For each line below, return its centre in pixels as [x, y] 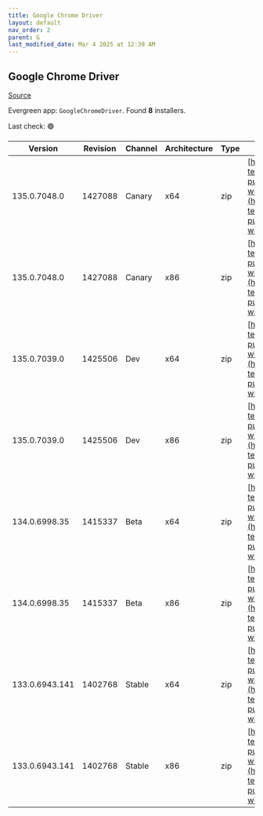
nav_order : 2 [29, 30]
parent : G [24, 37]
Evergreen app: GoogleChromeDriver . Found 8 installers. [97, 110]
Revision [100, 148]
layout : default [34, 23]
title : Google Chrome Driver [56, 15]
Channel [141, 148]
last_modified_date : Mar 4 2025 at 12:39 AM [82, 45]
